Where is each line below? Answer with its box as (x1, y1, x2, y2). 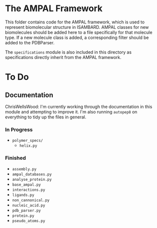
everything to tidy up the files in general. (5, 114, 86, 120)
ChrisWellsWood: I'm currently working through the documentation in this (5, 103, 153, 110)
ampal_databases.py (12, 171, 52, 177)
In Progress (5, 126, 33, 133)
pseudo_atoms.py (12, 218, 45, 223)
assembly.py (12, 167, 37, 171)
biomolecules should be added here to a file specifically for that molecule (5, 29, 153, 35)
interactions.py (12, 187, 45, 192)
